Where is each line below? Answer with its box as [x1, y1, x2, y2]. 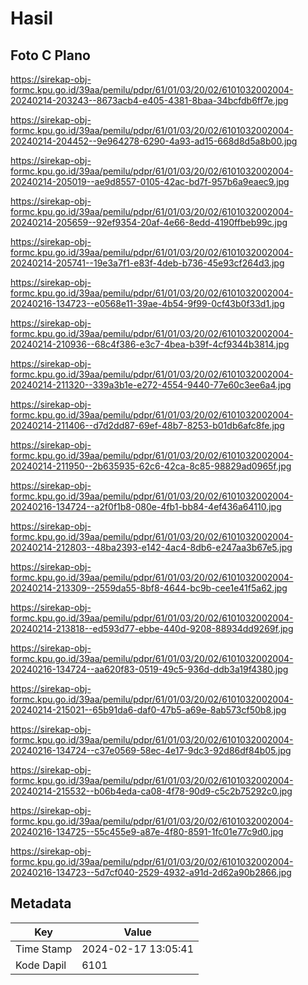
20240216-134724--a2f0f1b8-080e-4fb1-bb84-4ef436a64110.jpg [10, 501, 282, 512]
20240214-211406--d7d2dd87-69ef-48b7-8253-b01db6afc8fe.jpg [10, 420, 285, 431]
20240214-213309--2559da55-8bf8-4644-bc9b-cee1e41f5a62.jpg [10, 582, 288, 594]
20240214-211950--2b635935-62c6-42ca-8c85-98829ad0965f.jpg [10, 460, 292, 472]
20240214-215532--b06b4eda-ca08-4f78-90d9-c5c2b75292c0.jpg [10, 785, 293, 797]
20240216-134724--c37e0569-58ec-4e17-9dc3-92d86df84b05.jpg [10, 745, 292, 756]
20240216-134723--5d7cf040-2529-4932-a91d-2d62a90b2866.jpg [10, 867, 292, 878]
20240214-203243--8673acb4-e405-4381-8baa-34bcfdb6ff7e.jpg [10, 95, 289, 106]
